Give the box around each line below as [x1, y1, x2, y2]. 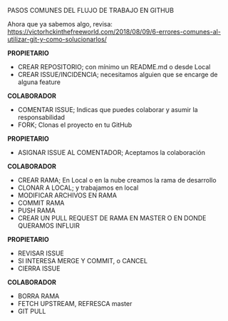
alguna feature [17, 78, 61, 86]
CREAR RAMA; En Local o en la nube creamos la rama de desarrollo [17, 176, 217, 184]
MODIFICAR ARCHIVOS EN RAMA [17, 191, 118, 199]
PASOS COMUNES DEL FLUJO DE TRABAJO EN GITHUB [7, 6, 175, 14]
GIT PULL [17, 307, 46, 315]
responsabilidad [17, 113, 66, 121]
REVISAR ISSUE [17, 249, 64, 258]
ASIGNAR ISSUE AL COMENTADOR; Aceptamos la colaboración [17, 148, 205, 156]
